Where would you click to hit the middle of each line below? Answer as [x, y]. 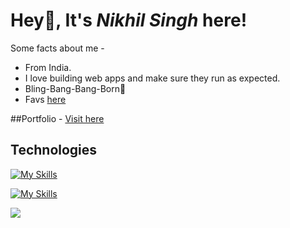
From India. [48, 67]
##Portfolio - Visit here [57, 118]
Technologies [54, 150]
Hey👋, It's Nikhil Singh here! [129, 20]
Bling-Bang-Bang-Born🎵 [75, 88]
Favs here [45, 99]
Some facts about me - [57, 48]
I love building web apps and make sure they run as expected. [152, 78]
